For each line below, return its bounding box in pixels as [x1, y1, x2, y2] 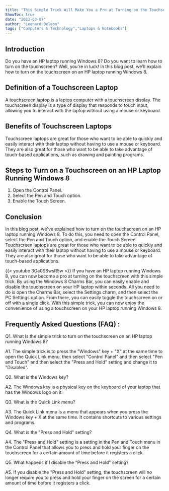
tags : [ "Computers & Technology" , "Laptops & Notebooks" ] [5, 26, 127, 31]
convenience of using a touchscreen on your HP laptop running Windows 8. [5, 305, 162, 311]
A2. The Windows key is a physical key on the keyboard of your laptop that [5, 384, 160, 390]
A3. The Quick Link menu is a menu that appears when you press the [5, 409, 148, 414]
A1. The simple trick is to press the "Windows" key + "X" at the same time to [5, 348, 163, 354]
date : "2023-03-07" [5, 17, 46, 22]
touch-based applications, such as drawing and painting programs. [5, 152, 144, 158]
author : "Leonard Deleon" [5, 21, 59, 27]
